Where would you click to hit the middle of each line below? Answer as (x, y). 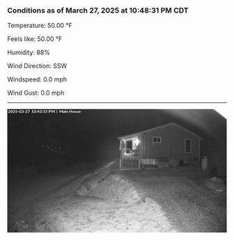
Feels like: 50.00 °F (35, 39)
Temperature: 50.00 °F (40, 26)
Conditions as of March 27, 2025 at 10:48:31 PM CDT (98, 10)
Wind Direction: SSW (37, 66)
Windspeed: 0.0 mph (37, 79)
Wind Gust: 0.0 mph (36, 93)
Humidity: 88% (29, 53)
